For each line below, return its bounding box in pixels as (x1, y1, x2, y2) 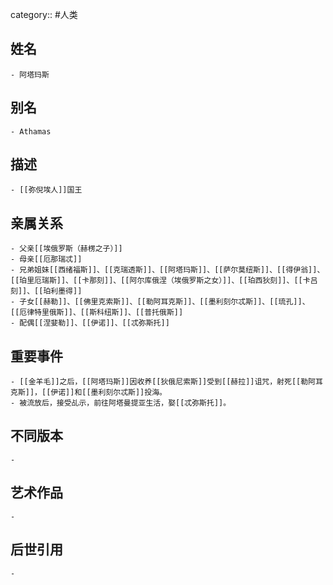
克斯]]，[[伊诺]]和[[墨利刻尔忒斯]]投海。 (10, 388, 167, 398)
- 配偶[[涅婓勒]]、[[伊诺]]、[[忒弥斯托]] (10, 318, 170, 328)
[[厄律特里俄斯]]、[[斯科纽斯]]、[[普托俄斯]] (10, 308, 184, 318)
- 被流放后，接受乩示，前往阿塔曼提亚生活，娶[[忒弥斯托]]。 (10, 398, 232, 408)
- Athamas (10, 126, 52, 137)
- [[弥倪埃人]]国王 (10, 185, 83, 195)
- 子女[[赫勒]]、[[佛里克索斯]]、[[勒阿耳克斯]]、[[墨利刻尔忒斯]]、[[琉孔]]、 (10, 297, 310, 307)
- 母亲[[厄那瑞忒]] (10, 254, 83, 265)
